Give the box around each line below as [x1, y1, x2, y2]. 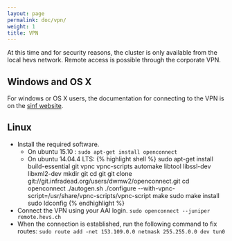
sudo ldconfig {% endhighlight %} [27, 199, 125, 207]
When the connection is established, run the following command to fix [17, 220, 217, 228]
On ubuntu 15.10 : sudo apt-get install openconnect [27, 147, 178, 156]
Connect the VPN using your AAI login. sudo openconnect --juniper [17, 206, 211, 215]
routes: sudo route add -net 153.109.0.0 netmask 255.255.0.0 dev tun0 [17, 226, 226, 235]
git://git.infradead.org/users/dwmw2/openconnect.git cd [27, 177, 190, 185]
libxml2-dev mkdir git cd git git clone [27, 169, 133, 177]
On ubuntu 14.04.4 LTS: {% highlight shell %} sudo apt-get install [27, 154, 213, 163]
